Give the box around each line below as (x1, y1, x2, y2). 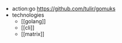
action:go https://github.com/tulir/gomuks (11, 5, 116, 12)
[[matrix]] (20, 30, 45, 38)
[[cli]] (20, 24, 35, 31)
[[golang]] (20, 18, 46, 24)
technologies (11, 11, 44, 19)
